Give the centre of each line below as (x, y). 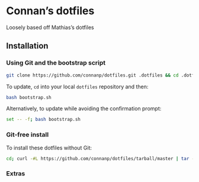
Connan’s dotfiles (50, 11)
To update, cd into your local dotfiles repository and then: (77, 87)
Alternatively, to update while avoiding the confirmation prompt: (84, 108)
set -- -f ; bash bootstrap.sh (44, 120)
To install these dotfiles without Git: (49, 148)
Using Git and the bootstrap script (56, 63)
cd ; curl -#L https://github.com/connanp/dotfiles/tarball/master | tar (98, 158)
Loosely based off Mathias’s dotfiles (50, 27)
